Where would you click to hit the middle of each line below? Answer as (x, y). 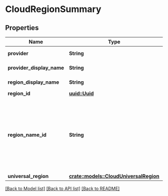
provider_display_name (36, 68)
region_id (19, 93)
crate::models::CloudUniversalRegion (114, 176)
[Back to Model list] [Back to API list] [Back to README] (62, 188)
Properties (22, 28)
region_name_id (27, 135)
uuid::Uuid (81, 93)
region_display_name (33, 82)
